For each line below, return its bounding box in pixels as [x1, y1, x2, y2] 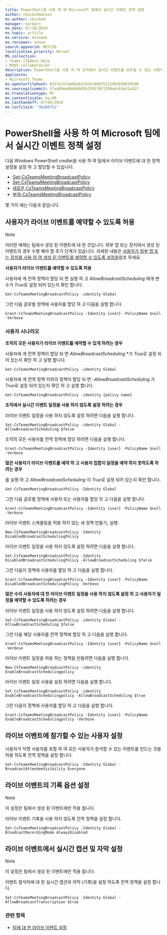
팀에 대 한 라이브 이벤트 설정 [12, 924, 67, 931]
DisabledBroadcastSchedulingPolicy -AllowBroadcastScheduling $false [5, 558, 153, 563]
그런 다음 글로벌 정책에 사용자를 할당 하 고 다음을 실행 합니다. [5, 301, 123, 307]
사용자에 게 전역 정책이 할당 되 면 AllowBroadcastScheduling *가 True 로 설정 [5, 351, 157, 357]
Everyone [67, 766, 85, 771]
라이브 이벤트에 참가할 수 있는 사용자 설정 [5, 731, 123, 740]
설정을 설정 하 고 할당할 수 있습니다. [5, 164, 74, 170]
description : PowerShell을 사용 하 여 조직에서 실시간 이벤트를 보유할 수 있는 [5, 68, 152, 73]
